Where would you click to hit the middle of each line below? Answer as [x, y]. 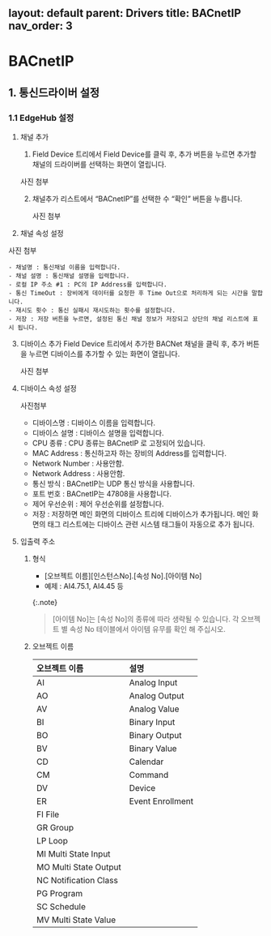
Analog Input [153, 683]
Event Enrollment [161, 801]
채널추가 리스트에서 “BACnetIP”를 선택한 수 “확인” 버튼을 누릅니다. [137, 199]
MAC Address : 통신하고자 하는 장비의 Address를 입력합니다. [129, 453]
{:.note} [45, 603]
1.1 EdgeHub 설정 [41, 118]
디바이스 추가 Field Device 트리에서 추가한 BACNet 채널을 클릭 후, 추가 [132, 344]
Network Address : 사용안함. [78, 474]
